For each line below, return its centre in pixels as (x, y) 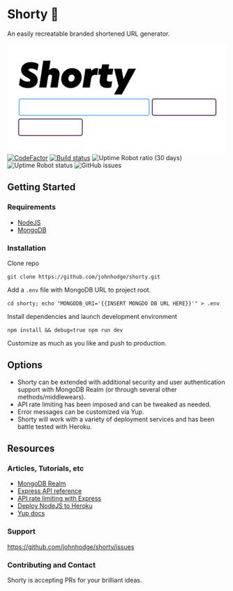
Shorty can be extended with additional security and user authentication (121, 382)
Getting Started (42, 187)
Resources (31, 449)
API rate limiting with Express (59, 499)
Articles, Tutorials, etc (46, 469)
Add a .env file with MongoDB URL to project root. (79, 290)
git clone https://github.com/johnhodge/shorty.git (84, 277)
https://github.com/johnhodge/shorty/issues (71, 547)
